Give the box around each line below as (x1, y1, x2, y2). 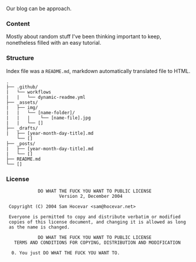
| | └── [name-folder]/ (6, 110, 76, 115)
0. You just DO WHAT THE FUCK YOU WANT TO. (11, 250, 120, 256)
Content (6, 19, 31, 28)
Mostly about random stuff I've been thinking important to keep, (6, 33, 162, 40)
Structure (6, 54, 34, 62)
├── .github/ (6, 84, 38, 90)
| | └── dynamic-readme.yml (6, 94, 86, 100)
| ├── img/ (6, 104, 38, 111)
